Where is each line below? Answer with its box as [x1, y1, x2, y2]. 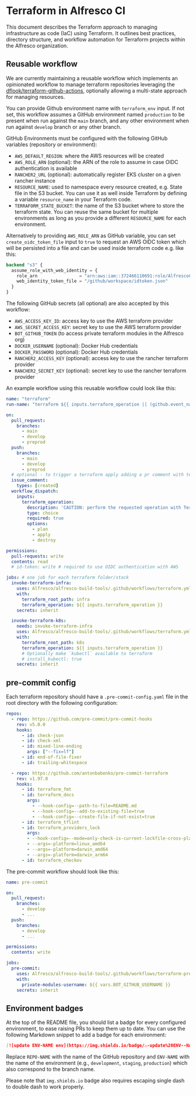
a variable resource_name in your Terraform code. [14, 196, 132, 203]
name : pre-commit [6, 879, 48, 885]
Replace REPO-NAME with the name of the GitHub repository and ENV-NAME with [6, 1053, 190, 1060]
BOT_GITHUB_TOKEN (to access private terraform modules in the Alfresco [14, 330, 184, 337]
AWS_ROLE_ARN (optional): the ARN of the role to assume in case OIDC [14, 158, 178, 165]
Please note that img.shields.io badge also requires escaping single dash [6, 1077, 185, 1084]
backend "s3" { [6, 262, 43, 268]
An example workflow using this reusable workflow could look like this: [6, 385, 176, 392]
